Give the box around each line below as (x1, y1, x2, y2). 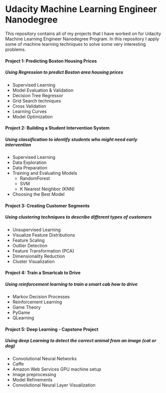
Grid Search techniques (12, 98, 61, 104)
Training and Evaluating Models (12, 170, 77, 176)
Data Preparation (12, 165, 47, 171)
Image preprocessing (12, 371, 56, 377)
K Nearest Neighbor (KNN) (19, 186, 75, 192)
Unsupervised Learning (12, 227, 61, 233)
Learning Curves (12, 108, 47, 114)
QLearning (12, 315, 34, 321)
